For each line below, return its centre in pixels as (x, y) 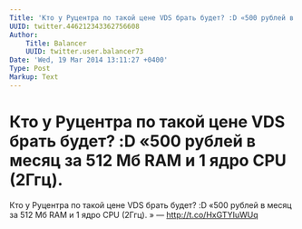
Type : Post (30, 69)
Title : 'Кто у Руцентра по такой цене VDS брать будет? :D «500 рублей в (152, 18)
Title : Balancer (57, 43)
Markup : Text (34, 77)
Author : (24, 35)
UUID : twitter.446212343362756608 (75, 26)
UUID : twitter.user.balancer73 (85, 52)
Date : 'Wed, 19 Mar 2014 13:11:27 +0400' (89, 60)
